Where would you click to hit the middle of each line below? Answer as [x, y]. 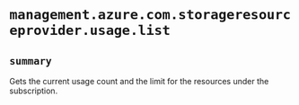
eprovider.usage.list [90, 31]
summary [31, 61]
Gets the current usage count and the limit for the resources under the [139, 81]
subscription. [34, 91]
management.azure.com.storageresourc [150, 15]
